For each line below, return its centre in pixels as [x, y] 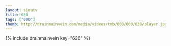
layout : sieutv [21, 10]
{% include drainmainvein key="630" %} [48, 38]
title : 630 [17, 15]
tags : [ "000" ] [20, 19]
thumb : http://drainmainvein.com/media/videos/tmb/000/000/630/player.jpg [86, 24]
